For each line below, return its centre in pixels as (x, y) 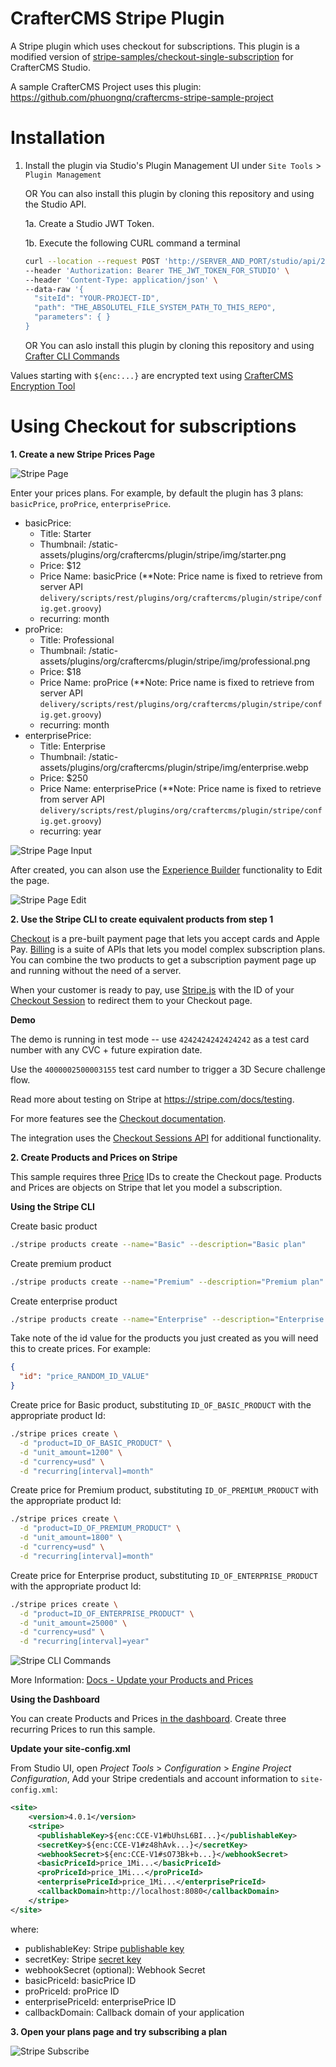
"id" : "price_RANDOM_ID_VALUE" (84, 1377)
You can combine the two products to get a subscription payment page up (163, 959)
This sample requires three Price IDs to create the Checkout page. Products (166, 1176)
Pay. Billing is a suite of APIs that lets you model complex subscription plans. (168, 949)
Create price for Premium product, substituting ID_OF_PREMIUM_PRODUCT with (164, 1490)
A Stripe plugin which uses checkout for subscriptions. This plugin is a (155, 46)
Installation (58, 138)
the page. (30, 880)
